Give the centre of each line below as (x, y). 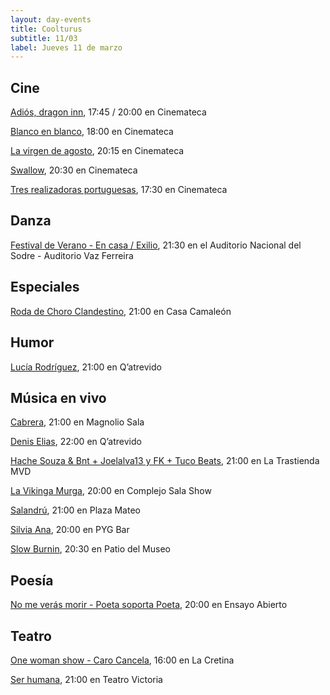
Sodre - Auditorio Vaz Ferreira (72, 255)
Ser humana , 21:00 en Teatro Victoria (86, 679)
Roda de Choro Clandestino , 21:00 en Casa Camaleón (121, 311)
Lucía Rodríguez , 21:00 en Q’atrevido (86, 367)
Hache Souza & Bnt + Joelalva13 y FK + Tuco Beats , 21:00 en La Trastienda (165, 461)
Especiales (45, 287)
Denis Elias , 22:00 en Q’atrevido (76, 442)
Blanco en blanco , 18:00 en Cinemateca (92, 132)
